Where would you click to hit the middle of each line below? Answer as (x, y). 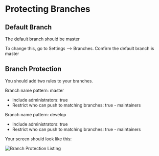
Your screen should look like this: (38, 139)
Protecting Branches (48, 9)
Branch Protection (34, 69)
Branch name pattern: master (35, 90)
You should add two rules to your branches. (49, 81)
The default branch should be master (42, 39)
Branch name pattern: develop (36, 114)
